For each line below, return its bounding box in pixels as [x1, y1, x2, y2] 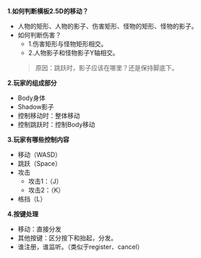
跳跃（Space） [17, 159, 62, 167]
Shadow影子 [17, 103, 54, 111]
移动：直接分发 [17, 225, 62, 233]
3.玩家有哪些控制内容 [7, 135, 69, 144]
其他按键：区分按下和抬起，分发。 [17, 234, 117, 242]
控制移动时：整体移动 [17, 111, 80, 120]
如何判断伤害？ [17, 31, 62, 39]
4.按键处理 [7, 210, 39, 218]
